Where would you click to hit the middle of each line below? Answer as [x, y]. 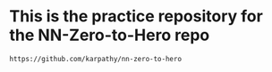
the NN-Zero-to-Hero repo [110, 35]
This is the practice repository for [136, 16]
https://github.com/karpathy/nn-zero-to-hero [95, 59]
